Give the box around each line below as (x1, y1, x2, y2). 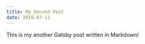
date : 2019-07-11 (6, 14, 51, 20)
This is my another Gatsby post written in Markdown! (6, 31, 139, 38)
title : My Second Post (6, 8, 64, 15)
